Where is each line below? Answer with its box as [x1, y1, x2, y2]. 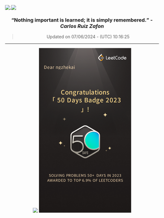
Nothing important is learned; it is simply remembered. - [14, 17, 153, 23]
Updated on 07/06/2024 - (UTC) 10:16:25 [46, 34, 130, 40]
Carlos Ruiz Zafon [60, 23, 104, 30]
